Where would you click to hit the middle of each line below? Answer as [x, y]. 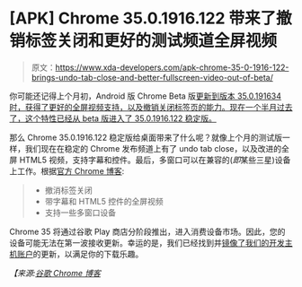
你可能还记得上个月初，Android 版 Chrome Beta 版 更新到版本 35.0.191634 [145, 96]
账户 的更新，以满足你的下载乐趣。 [80, 254]
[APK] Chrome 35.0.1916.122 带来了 [143, 18]
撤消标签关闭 [68, 190]
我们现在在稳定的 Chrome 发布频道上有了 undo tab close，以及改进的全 [157, 148]
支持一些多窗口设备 [80, 213]
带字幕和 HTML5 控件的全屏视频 [104, 201]
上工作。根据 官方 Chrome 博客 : [67, 170]
